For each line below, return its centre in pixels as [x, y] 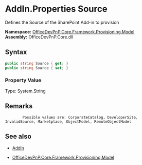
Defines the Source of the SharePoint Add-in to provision [62, 22]
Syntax [16, 52]
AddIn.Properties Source [56, 9]
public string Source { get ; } [37, 63]
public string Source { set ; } [37, 68]
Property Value [23, 80]
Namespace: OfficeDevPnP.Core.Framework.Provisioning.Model [70, 32]
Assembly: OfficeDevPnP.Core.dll [39, 37]
